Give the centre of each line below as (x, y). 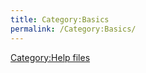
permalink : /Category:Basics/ (73, 29)
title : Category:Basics (60, 19)
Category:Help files (50, 57)
